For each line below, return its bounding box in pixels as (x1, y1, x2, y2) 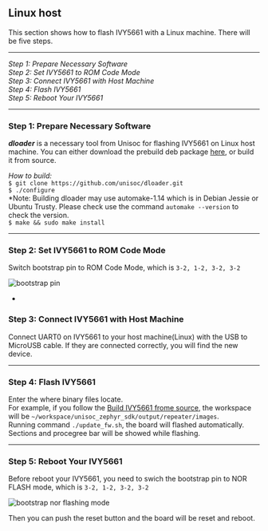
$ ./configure (8, 187, 56, 195)
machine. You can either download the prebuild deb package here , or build (8, 147, 254, 157)
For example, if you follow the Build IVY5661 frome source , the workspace (8, 403, 252, 412)
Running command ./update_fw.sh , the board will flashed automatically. (8, 420, 245, 430)
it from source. (8, 156, 57, 165)
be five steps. (8, 36, 53, 46)
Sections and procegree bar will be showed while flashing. (8, 429, 201, 438)
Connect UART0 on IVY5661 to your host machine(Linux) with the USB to (8, 331, 248, 342)
